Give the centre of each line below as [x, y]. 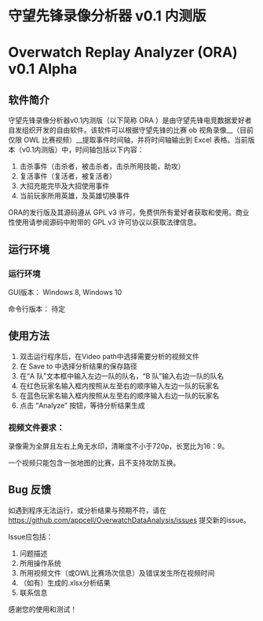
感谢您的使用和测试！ [42, 609]
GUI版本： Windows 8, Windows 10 [65, 292]
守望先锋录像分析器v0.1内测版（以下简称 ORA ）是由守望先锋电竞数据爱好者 [130, 120]
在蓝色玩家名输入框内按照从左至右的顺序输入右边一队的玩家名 [119, 395]
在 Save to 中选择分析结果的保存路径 [78, 366]
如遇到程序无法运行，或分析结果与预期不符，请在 [87, 510]
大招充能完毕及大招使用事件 [64, 186]
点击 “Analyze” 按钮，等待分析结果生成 [82, 405]
